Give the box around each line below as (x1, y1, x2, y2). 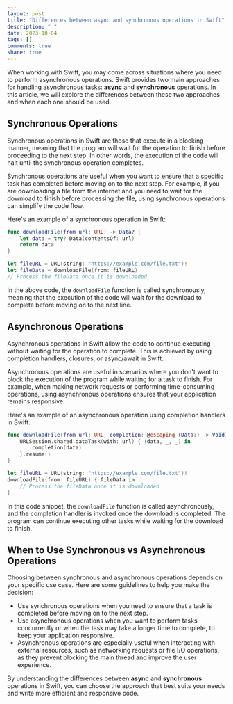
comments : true (7, 42, 51, 49)
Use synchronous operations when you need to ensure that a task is (17, 602, 213, 610)
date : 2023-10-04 (7, 29, 58, 37)
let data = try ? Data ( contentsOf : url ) (19, 234, 135, 242)
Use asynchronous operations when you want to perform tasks (17, 616, 198, 625)
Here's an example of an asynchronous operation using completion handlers (7, 410, 226, 419)
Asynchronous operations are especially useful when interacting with (17, 639, 215, 647)
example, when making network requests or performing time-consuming (7, 382, 215, 390)
